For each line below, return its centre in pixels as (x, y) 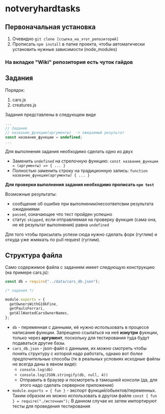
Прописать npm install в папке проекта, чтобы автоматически (79, 44)
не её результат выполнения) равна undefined (61, 225)
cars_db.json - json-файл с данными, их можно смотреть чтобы (79, 348)
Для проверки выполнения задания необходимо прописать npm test (80, 185)
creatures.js (24, 105)
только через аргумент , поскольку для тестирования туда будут (81, 338)
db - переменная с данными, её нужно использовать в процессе (81, 327)
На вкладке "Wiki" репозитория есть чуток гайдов (69, 62)
